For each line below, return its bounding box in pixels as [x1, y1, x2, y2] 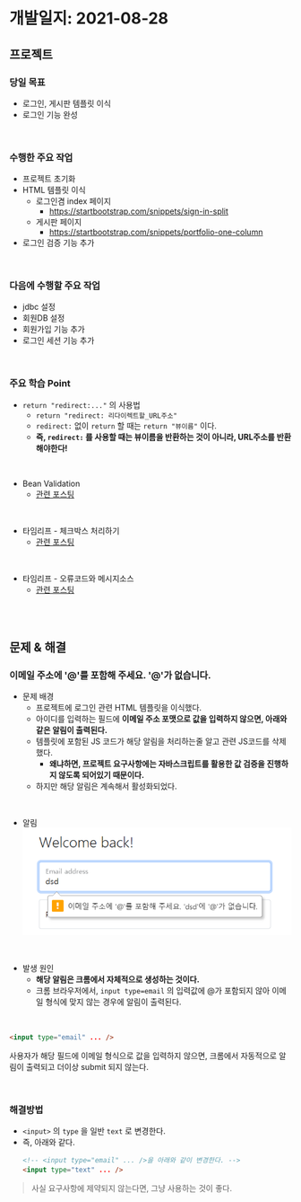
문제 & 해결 [9, 640, 67, 656]
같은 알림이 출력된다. [35, 725, 107, 736]
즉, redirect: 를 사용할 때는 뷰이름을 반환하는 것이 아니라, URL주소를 [35, 431, 275, 442]
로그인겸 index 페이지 [35, 196, 112, 207]
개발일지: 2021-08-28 [9, 8, 168, 29]
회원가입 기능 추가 [21, 324, 85, 335]
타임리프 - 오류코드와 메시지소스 [21, 572, 134, 584]
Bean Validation [21, 478, 81, 489]
